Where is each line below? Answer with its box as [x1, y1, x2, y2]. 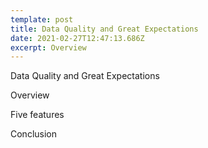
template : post [10, 14, 74, 25]
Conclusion [10, 128, 58, 140]
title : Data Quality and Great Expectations [10, 24, 199, 34]
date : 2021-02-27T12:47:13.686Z [10, 33, 145, 43]
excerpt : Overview [10, 42, 87, 53]
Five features [10, 109, 65, 121]
